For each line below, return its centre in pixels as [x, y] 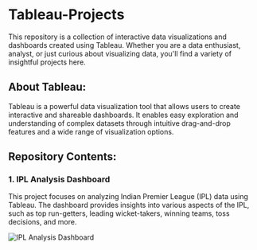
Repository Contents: [62, 157]
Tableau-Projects [66, 15]
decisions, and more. [43, 222]
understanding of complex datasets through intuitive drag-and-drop [119, 123]
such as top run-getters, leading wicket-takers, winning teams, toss [119, 213]
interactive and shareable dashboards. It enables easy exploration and [123, 115]
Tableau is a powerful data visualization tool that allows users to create [125, 106]
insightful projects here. [47, 62]
